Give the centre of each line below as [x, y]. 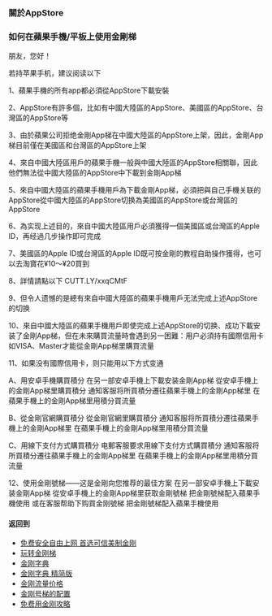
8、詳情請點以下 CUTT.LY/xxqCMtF [68, 281]
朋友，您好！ [30, 56]
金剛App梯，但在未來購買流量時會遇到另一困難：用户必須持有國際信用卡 [143, 336]
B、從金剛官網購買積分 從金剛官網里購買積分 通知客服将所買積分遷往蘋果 [130, 418]
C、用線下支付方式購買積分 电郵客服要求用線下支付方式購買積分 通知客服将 [134, 445]
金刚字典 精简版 [46, 574]
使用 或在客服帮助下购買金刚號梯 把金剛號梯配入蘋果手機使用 [117, 503]
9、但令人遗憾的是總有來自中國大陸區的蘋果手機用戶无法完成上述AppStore [133, 298]
